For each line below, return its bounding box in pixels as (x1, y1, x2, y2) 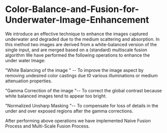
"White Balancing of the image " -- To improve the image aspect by (5, 67, 144, 73)
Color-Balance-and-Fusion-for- (5, 4, 139, 15)
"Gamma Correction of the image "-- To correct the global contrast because (5, 87, 162, 93)
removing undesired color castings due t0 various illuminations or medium (5, 72, 158, 78)
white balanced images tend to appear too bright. (5, 93, 107, 99)
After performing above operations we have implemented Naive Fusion (5, 117, 151, 123)
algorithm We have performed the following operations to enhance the (5, 52, 150, 58)
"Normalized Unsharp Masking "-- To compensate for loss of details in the (5, 102, 158, 108)
